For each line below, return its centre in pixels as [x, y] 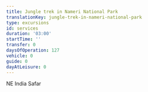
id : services [22, 28]
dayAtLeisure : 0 [26, 67]
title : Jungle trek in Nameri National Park [62, 12]
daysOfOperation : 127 [33, 50]
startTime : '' [24, 39]
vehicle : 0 [20, 56]
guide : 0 [17, 61]
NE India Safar [24, 84]
